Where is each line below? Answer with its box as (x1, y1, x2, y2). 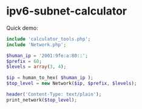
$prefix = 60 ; (6, 58, 42, 64)
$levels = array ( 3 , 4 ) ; (6, 64, 67, 70)
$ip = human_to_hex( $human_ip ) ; (6, 74, 94, 81)
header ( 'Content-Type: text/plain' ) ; (6, 91, 102, 97)
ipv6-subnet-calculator (6, 4, 127, 18)
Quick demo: (6, 24, 38, 31)
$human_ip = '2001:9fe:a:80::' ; (6, 53, 88, 59)
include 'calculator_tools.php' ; (6, 36, 91, 42)
